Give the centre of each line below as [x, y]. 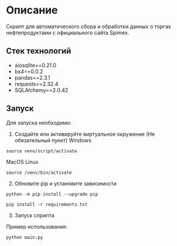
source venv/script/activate [42, 151]
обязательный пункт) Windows [53, 140]
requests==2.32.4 [36, 84]
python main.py [25, 237]
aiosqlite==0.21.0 [35, 65]
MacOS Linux [22, 162]
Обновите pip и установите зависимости [66, 183]
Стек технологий [39, 51]
